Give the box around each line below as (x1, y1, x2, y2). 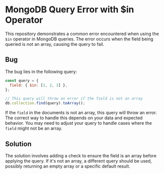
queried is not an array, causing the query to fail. (5, 41, 105, 47)
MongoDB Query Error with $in (5, 4, 134, 15)
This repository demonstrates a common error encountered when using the (5, 31, 160, 36)
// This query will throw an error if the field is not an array (5, 96, 143, 101)
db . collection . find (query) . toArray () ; (5, 101, 85, 106)
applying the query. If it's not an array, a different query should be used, (5, 158, 152, 164)
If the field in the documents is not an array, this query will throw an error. (5, 110, 157, 116)
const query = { (5, 78, 39, 83)
